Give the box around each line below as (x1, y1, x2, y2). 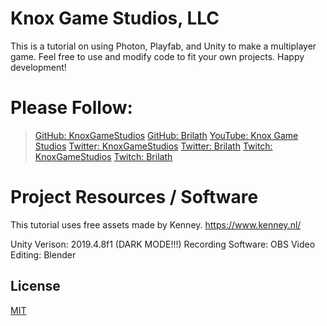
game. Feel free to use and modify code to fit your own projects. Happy (10, 50, 305, 62)
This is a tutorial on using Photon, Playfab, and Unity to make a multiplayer (10, 40, 317, 52)
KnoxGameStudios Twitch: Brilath (34, 150, 173, 162)
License (10, 278, 61, 295)
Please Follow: (10, 97, 133, 119)
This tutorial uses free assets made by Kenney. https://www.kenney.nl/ (10, 218, 302, 231)
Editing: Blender (10, 248, 77, 261)
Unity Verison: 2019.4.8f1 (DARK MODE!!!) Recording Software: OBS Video (10, 238, 316, 250)
